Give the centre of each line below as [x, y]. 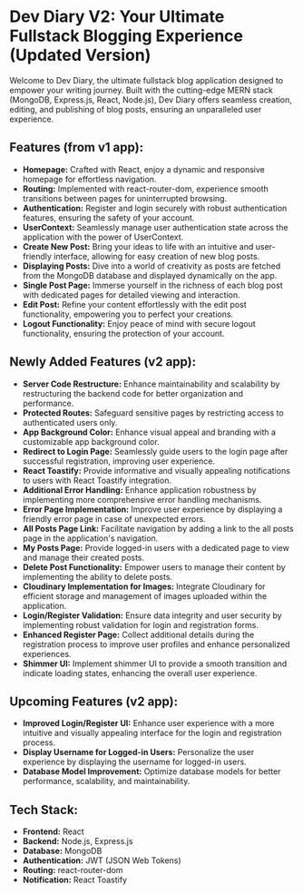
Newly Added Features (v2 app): [103, 362]
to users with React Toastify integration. [97, 480]
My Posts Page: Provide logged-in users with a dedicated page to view [156, 547]
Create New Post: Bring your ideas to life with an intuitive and [138, 246]
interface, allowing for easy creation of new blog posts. [157, 256]
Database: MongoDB [62, 851]
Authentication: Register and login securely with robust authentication [155, 208]
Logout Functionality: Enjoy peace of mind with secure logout [139, 323]
